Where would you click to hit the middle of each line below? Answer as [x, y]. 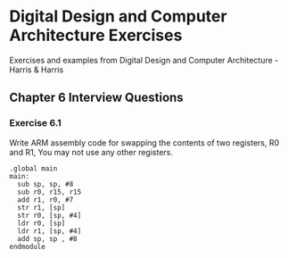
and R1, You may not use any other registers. [91, 152]
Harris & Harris [37, 70]
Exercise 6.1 [36, 123]
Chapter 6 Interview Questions [97, 98]
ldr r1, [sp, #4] [49, 231]
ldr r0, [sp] [41, 223]
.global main [33, 168]
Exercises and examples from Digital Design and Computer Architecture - [144, 60]
